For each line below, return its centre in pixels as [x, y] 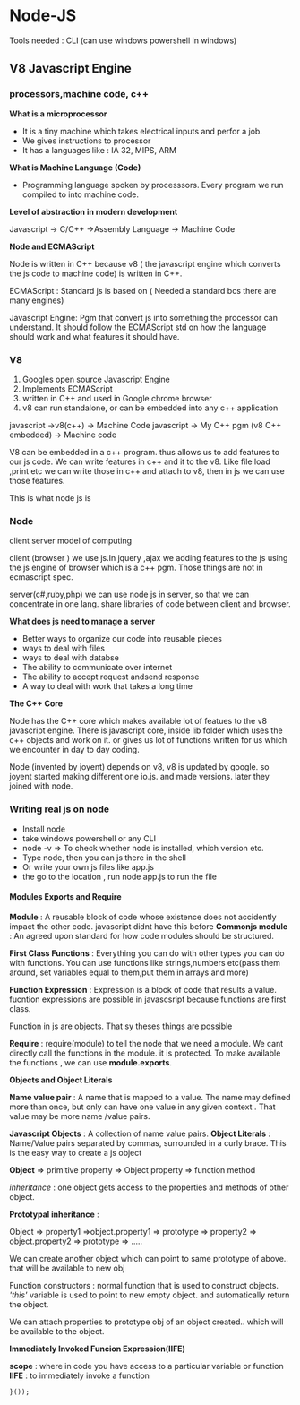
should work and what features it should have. [94, 336]
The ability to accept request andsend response [111, 677]
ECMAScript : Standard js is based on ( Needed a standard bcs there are [143, 290]
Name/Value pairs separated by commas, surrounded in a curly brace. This [148, 1142]
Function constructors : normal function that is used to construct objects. [144, 1285]
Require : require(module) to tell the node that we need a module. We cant [146, 1043]
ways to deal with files [64, 648]
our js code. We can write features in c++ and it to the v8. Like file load [140, 461]
